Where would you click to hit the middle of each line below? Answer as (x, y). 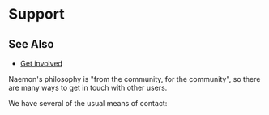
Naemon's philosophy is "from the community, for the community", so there (134, 79)
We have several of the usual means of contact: (88, 103)
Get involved (41, 63)
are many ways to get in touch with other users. (88, 87)
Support (36, 14)
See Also (31, 44)
